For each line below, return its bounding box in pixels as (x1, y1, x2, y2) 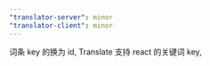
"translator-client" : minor (9, 21, 114, 30)
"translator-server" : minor (9, 12, 114, 22)
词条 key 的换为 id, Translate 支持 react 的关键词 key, (9, 46, 202, 57)
